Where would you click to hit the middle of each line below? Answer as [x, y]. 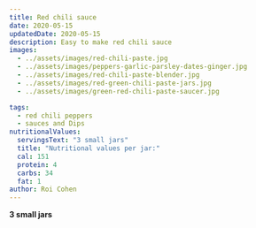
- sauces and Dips [51, 124]
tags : [19, 107]
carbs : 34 [35, 173]
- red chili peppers [55, 116]
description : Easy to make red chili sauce [91, 42]
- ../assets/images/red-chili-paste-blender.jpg [109, 75]
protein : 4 [37, 164]
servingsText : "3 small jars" [73, 141]
